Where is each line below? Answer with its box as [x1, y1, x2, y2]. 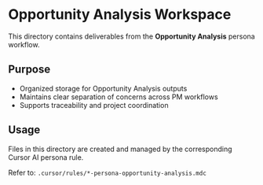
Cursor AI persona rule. [8, 152, 84, 162]
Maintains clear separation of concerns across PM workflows [19, 92, 218, 102]
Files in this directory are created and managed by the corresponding [8, 144, 233, 154]
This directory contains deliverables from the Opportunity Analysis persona [8, 31, 255, 41]
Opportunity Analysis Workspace [8, 6, 232, 24]
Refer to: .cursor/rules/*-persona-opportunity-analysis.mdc [8, 168, 206, 177]
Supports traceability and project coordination [19, 100, 169, 109]
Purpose [8, 63, 51, 76]
